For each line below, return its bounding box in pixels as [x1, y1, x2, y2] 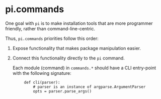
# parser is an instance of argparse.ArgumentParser [33, 84, 146, 89]
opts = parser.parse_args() [33, 88, 92, 94]
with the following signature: [12, 70, 71, 76]
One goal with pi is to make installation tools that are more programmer [5, 20, 153, 26]
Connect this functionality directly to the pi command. [12, 55, 125, 61]
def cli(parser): [24, 80, 60, 85]
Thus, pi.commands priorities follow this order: [5, 35, 99, 41]
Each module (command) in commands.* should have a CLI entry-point [12, 65, 156, 71]
